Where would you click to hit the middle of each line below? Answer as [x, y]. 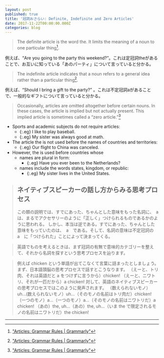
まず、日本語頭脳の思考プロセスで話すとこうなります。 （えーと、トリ [88, 269]
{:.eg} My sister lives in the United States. [68, 173]
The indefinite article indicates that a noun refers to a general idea [83, 73]
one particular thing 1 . [38, 47]
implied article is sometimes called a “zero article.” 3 [69, 117]
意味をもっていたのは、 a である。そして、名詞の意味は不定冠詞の [85, 230]
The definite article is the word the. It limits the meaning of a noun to [86, 42]
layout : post [18, 10]
